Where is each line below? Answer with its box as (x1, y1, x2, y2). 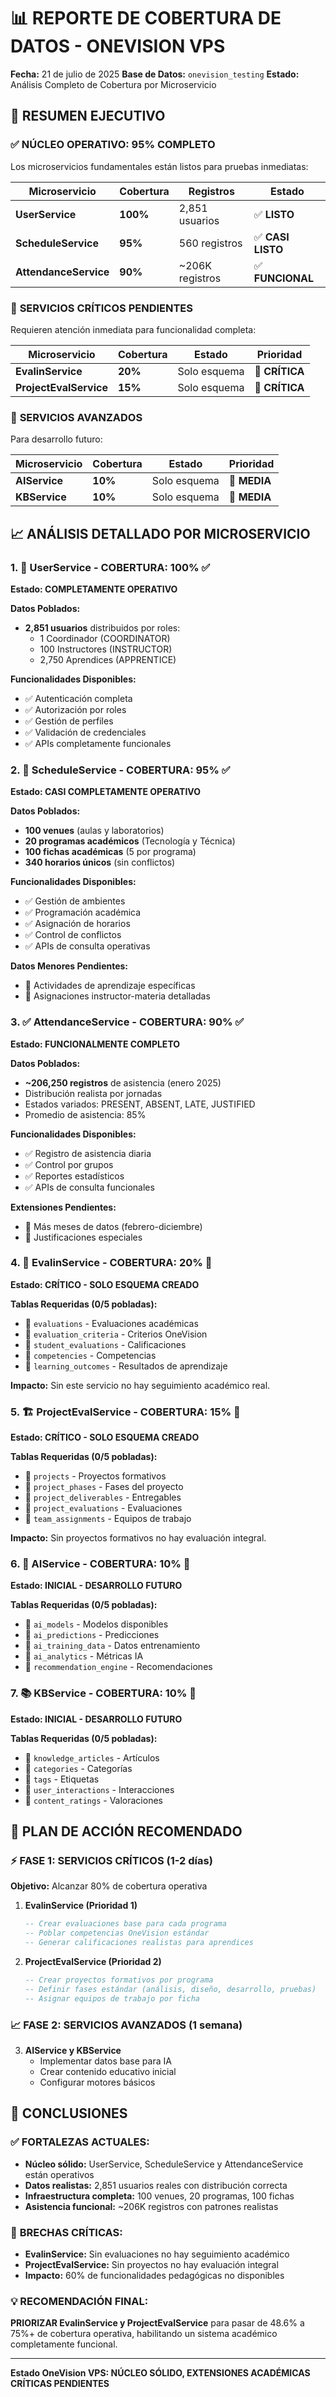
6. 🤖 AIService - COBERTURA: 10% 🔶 (10, 1557, 191, 1571)
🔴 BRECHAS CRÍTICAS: (10, 2225, 123, 2239)
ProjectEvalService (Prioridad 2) (24, 1956, 162, 1967)
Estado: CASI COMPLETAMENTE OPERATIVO (10, 786, 202, 798)
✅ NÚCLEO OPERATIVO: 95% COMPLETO (10, 138, 216, 152)
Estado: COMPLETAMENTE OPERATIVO (10, 583, 178, 595)
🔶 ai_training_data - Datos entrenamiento (24, 1640, 201, 1652)
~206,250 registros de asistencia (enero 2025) (24, 1076, 222, 1089)
